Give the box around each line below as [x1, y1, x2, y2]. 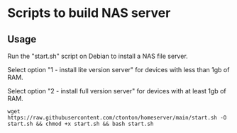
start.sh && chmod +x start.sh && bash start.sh [7, 120, 154, 127]
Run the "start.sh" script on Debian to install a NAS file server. [7, 52, 188, 60]
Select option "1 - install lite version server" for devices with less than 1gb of [7, 66, 230, 74]
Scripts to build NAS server [7, 5, 171, 21]
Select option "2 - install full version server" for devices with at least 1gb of [7, 87, 226, 95]
